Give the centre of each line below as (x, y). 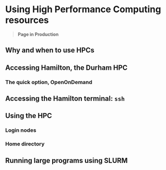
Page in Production (38, 34)
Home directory (25, 144)
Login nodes (21, 130)
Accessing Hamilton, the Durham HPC (67, 67)
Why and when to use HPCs (50, 50)
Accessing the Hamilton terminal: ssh (65, 98)
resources (27, 20)
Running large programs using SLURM (67, 161)
